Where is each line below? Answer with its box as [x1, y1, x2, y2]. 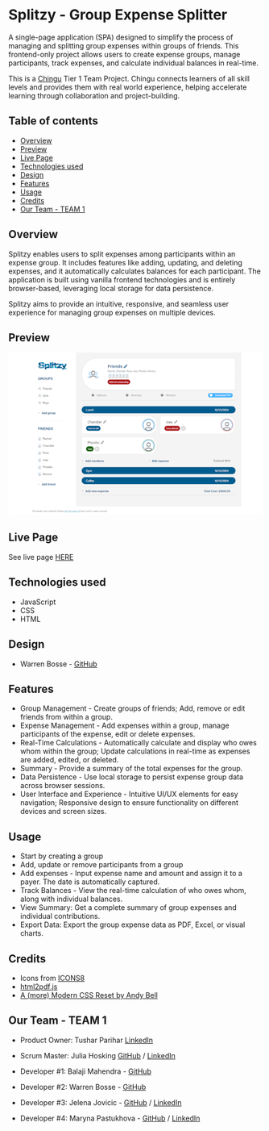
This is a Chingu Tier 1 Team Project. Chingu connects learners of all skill [8, 73, 250, 83]
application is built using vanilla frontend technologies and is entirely [8, 274, 236, 284]
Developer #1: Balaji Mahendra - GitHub [19, 1066, 151, 1076]
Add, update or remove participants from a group [19, 860, 184, 870]
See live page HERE [8, 552, 74, 561]
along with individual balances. [19, 894, 123, 904]
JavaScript [19, 597, 56, 607]
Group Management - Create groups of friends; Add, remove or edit [19, 703, 246, 713]
